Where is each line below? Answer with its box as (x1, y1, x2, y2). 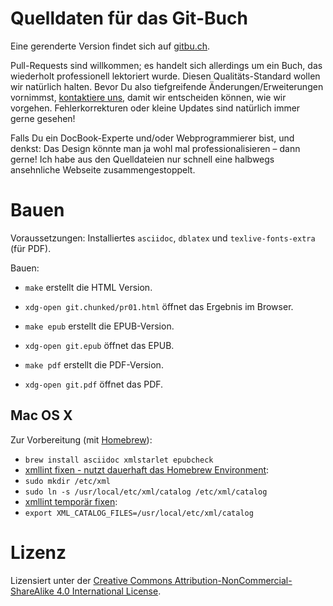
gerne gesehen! (10, 112, 76, 124)
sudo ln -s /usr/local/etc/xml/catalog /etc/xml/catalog (24, 487, 268, 497)
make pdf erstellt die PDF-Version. (24, 358, 164, 371)
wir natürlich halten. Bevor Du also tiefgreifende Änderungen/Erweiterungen (10, 80, 324, 92)
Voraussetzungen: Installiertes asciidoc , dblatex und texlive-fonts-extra (10, 232, 316, 244)
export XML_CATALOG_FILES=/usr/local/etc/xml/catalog (24, 508, 254, 518)
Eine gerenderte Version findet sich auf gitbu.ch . (10, 40, 211, 52)
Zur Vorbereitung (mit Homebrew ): (10, 433, 153, 446)
